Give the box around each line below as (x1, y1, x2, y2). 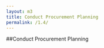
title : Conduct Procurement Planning (6, 14, 99, 20)
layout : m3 (6, 8, 33, 15)
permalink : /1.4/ (6, 19, 49, 25)
